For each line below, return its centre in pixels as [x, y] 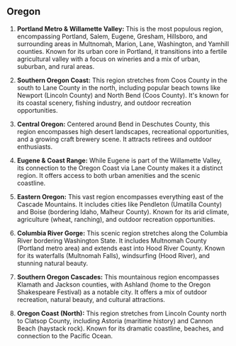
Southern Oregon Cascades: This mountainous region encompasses [118, 277]
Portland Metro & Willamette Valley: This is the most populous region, [120, 28]
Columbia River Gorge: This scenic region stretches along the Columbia [122, 233]
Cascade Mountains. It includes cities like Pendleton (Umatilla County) [119, 204]
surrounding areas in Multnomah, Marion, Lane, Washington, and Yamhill [123, 44]
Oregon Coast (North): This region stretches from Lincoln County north [122, 313]
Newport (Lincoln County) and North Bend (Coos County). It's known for [123, 95]
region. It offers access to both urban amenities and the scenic [108, 175]
